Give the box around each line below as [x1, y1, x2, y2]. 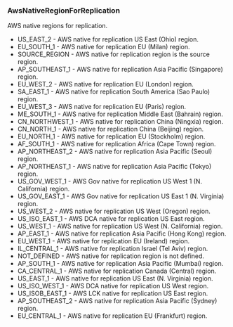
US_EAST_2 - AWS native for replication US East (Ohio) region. [17, 35, 199, 44]
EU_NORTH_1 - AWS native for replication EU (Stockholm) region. [17, 132, 206, 141]
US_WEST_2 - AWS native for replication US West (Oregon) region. [17, 207, 211, 216]
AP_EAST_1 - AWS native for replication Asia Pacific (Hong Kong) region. [17, 229, 227, 238]
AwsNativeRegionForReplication [7, 6, 121, 15]
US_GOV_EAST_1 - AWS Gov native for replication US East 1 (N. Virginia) [17, 192, 225, 200]
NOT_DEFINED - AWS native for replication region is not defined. [17, 252, 205, 260]
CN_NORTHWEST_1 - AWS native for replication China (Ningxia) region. [17, 117, 223, 126]
